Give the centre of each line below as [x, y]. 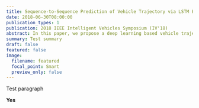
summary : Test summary [34, 39]
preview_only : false [37, 72]
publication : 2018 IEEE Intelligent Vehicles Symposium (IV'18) [87, 28]
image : [14, 55]
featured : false [26, 50]
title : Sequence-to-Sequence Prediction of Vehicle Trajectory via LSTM [98, 12]
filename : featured [36, 61]
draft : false [22, 45]
